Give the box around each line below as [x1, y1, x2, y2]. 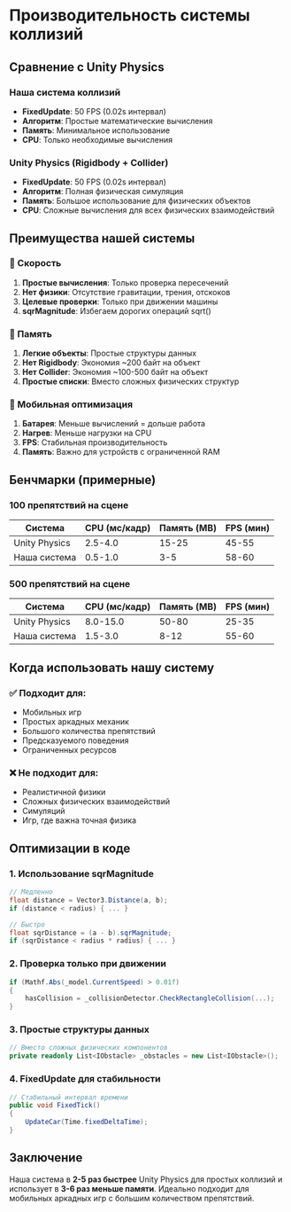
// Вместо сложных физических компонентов [9, 1044, 168, 1052]
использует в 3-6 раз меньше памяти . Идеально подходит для [9, 1183, 249, 1193]
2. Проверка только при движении [9, 958, 166, 970]
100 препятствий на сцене [9, 498, 129, 511]
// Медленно [9, 887, 53, 896]
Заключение [9, 1150, 83, 1166]
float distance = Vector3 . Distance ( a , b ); [9, 895, 168, 904]
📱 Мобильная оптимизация [9, 398, 134, 411]
